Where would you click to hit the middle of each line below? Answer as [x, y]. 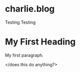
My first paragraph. [24, 55]
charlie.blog [30, 9]
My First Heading [40, 42]
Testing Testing [20, 22]
